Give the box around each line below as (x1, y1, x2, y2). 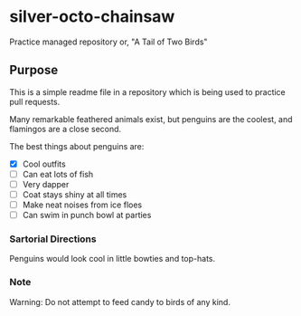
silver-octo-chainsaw (9, 6, 175, 27)
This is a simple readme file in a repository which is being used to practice (9, 86, 287, 97)
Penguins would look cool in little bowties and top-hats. (9, 254, 216, 264)
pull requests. (9, 96, 61, 107)
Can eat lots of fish (22, 168, 94, 179)
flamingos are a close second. (9, 123, 122, 134)
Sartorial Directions (9, 233, 97, 245)
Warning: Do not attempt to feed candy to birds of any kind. (9, 296, 230, 307)
